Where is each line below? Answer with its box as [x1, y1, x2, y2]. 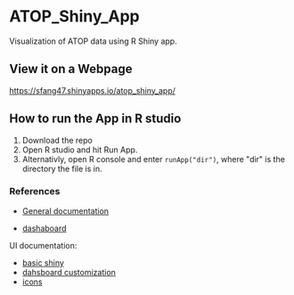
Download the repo [21, 135, 94, 145]
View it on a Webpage [9, 61, 133, 77]
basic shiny [21, 257, 65, 268]
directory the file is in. [21, 163, 102, 174]
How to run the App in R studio [9, 111, 182, 127]
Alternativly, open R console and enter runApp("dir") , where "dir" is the [21, 153, 285, 164]
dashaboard [21, 223, 67, 234]
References [9, 185, 61, 198]
